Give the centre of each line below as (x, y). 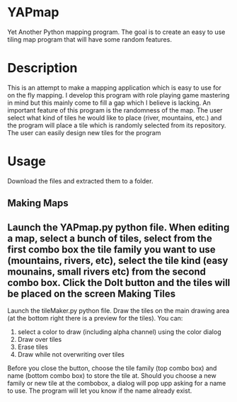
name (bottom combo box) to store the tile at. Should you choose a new (112, 376)
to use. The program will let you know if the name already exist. (100, 391)
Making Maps (38, 203)
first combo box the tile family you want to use (111, 249)
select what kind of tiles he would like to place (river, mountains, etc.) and (115, 117)
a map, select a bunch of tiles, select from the (110, 238)
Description (42, 68)
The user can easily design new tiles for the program (84, 132)
